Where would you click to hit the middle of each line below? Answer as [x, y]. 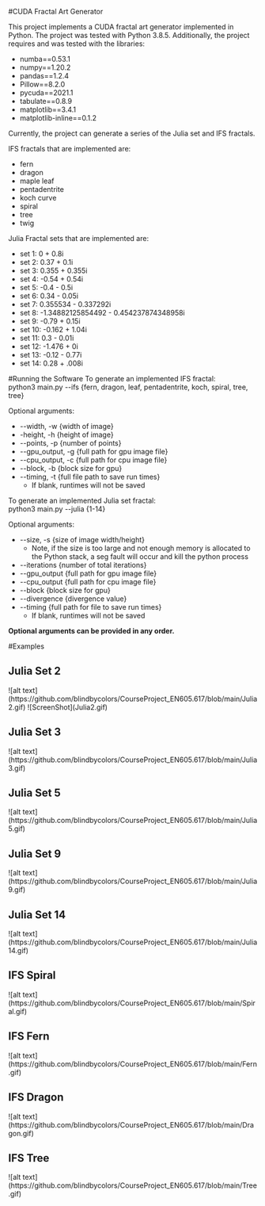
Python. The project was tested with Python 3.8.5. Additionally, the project [129, 35]
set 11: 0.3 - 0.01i [47, 338]
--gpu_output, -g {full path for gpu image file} [94, 452]
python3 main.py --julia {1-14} [57, 509]
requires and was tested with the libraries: [76, 44]
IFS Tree [29, 1158]
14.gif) [19, 951]
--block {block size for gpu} [65, 590]
